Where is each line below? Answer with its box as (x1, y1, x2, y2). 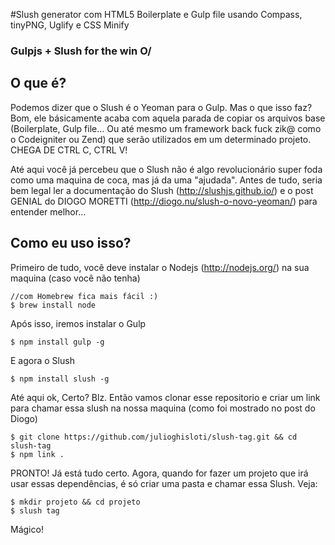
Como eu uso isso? (10, 235, 132, 252)
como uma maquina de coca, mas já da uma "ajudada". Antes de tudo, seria (10, 174, 323, 186)
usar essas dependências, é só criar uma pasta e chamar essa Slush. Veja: (10, 477, 318, 489)
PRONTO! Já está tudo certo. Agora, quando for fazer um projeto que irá (10, 467, 309, 479)
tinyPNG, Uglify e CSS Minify (10, 19, 130, 31)
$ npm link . (10, 449, 65, 459)
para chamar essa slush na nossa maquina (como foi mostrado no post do (10, 402, 316, 414)
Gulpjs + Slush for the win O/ (10, 44, 152, 58)
